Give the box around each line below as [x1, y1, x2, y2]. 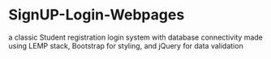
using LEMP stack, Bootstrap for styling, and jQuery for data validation [8, 40, 243, 50]
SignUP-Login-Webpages [8, 6, 185, 24]
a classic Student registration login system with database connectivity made [8, 32, 264, 42]
